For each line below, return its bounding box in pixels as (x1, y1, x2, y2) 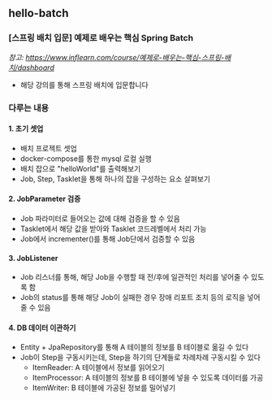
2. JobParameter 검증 (8, 194, 81, 204)
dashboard (17, 63, 54, 72)
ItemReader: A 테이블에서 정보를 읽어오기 (32, 363, 165, 372)
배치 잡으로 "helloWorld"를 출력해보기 (19, 163, 141, 173)
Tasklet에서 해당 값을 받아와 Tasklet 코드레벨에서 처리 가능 (19, 224, 207, 234)
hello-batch (8, 7, 69, 20)
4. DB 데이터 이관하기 (8, 323, 76, 333)
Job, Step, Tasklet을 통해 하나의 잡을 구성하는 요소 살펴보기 (19, 174, 211, 184)
